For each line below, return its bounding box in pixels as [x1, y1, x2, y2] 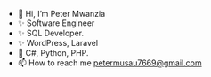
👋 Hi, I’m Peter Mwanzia [17, 9, 106, 19]
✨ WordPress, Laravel [17, 38, 99, 48]
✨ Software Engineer [17, 18, 95, 28]
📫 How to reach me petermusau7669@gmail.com [17, 58, 202, 68]
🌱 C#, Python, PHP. [17, 48, 89, 58]
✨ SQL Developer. [17, 27, 85, 38]
